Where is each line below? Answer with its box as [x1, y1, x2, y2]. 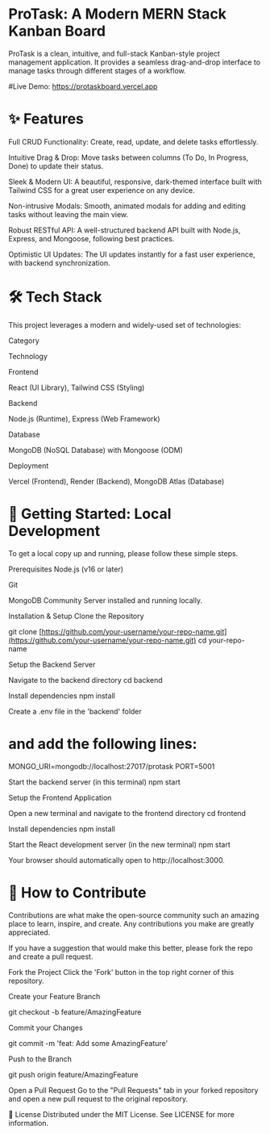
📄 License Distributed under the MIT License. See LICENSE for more [8, 1109, 235, 1119]
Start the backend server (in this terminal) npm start [8, 776, 181, 787]
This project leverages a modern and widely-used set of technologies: [8, 320, 242, 329]
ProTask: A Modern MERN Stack [8, 5, 227, 23]
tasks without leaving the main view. [8, 209, 129, 219]
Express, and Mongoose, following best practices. [8, 233, 175, 243]
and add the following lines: [8, 734, 197, 753]
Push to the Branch [8, 1054, 73, 1064]
